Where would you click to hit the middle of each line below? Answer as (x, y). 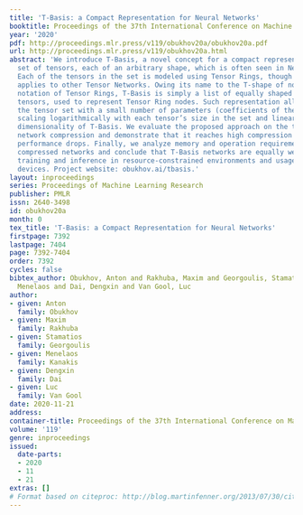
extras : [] (30, 488)
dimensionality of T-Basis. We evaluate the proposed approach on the (153, 127)
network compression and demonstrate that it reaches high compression (155, 136)
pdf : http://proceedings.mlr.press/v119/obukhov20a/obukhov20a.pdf (139, 43)
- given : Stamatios (46, 337)
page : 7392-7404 (40, 253)
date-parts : (40, 454)
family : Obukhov (48, 312)
